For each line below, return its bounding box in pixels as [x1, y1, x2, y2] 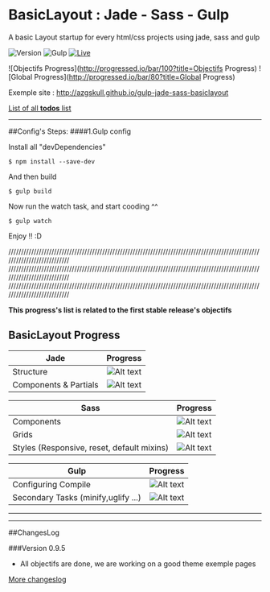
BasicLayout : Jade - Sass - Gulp [8, 6, 230, 24]
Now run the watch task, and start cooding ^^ [8, 201, 158, 211]
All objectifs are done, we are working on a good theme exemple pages [19, 558, 256, 569]
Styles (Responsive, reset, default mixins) [12, 441, 169, 453]
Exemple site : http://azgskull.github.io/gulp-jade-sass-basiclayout [8, 87, 229, 97]
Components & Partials [12, 379, 99, 390]
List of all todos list [8, 103, 72, 113]
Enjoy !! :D [8, 231, 43, 241]
